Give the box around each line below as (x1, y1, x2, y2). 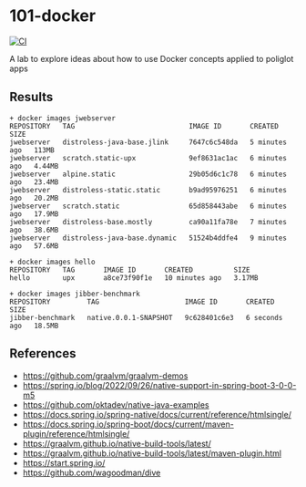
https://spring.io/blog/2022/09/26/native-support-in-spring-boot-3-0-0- (22, 379, 297, 390)
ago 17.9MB (9, 209, 59, 219)
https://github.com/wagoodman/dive (22, 467, 161, 478)
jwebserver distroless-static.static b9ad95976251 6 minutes (9, 185, 287, 194)
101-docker (9, 5, 97, 26)
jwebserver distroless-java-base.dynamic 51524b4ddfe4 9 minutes (9, 233, 287, 243)
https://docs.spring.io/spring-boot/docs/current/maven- (22, 419, 234, 430)
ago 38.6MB (9, 225, 59, 234)
